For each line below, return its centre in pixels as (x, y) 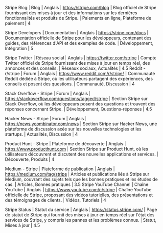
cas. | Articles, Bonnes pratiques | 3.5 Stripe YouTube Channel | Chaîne (77, 184)
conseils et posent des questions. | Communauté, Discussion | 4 (70, 84)
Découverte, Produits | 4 (30, 159)
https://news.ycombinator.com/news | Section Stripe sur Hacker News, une (81, 124)
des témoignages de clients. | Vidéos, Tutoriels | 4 (56, 200)
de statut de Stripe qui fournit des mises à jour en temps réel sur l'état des (80, 215)
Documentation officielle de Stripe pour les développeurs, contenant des (78, 38)
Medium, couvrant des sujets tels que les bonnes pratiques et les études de (81, 179)
